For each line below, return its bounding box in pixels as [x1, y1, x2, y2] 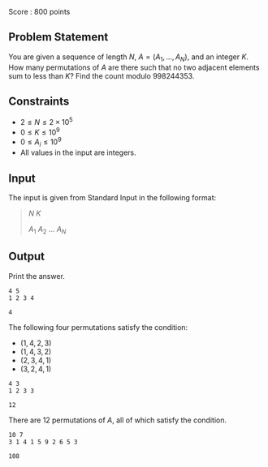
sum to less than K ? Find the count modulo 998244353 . [8, 71, 195, 80]
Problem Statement [8, 30, 109, 44]
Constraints [8, 95, 70, 108]
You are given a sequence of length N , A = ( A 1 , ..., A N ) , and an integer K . [8, 52, 249, 63]
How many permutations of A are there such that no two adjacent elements [8, 62, 260, 72]
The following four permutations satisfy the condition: [8, 322, 188, 332]
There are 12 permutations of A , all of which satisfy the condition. [8, 415, 227, 425]
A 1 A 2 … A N [28, 225, 67, 236]
